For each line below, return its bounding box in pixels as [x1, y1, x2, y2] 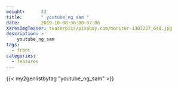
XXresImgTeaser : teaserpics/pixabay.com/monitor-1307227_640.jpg [6, 25, 172, 32]
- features [11, 58, 39, 64]
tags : [6, 42, 20, 48]
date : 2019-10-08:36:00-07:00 [6, 20, 100, 26]
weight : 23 [6, 8, 47, 15]
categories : [6, 53, 36, 59]
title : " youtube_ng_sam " [6, 14, 90, 20]
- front [11, 48, 31, 54]
